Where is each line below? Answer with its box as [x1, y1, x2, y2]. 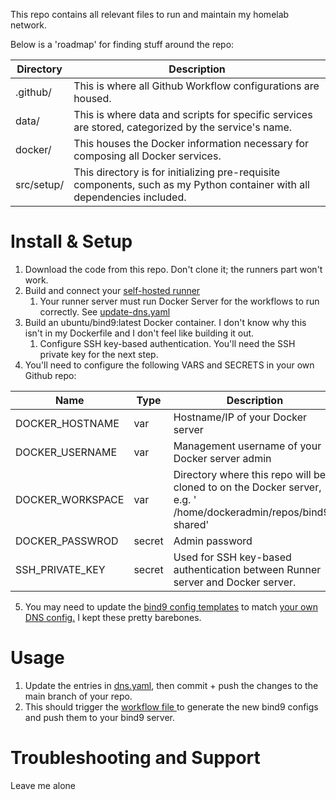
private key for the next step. [39, 348, 159, 360]
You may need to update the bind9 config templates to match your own [24, 600, 318, 613]
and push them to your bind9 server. [24, 711, 176, 723]
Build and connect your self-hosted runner [24, 284, 201, 296]
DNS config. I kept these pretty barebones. [24, 611, 202, 623]
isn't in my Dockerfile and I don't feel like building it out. [24, 327, 255, 339]
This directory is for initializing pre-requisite [73, 165, 281, 179]
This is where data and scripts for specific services [73, 108, 313, 121]
